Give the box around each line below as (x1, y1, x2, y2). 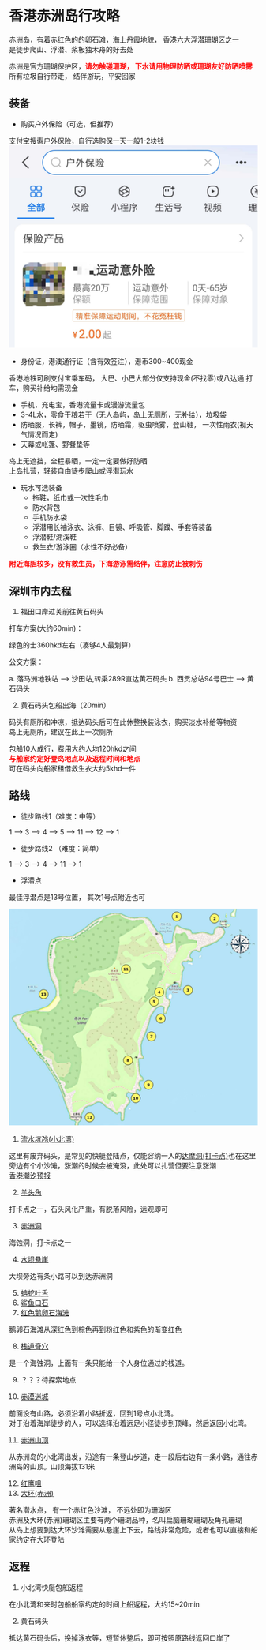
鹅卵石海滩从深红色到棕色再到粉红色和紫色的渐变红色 (9, 1324, 182, 1334)
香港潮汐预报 (9, 1170, 51, 1180)
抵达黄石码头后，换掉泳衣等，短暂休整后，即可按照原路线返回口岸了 (9, 1633, 230, 1642)
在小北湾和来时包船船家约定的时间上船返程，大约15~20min (9, 1599, 200, 1609)
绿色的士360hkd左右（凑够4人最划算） (9, 640, 136, 650)
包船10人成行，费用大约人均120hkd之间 (9, 744, 137, 754)
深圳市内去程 (9, 584, 72, 598)
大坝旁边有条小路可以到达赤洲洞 (9, 1271, 113, 1281)
